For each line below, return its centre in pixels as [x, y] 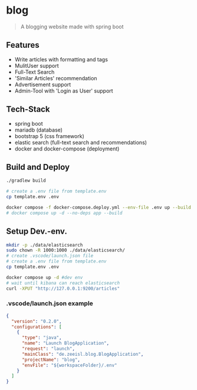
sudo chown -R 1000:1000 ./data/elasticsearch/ [66, 250]
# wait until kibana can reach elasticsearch [63, 283]
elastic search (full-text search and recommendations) [81, 142]
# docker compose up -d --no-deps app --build [64, 213]
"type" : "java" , [42, 338]
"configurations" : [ [37, 327]
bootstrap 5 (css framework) [49, 136]
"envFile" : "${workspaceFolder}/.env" [69, 365]
